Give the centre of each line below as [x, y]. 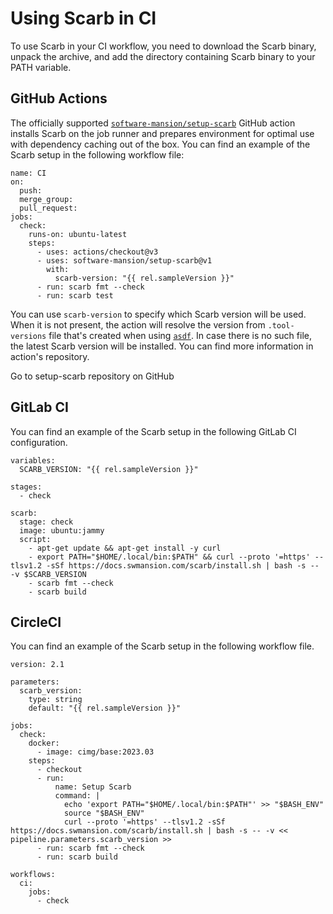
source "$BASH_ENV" [104, 813]
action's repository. [50, 356]
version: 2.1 [37, 665]
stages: [26, 487]
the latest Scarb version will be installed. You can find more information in [162, 346]
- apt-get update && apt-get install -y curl [125, 548]
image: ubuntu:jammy [62, 530]
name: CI [28, 173]
